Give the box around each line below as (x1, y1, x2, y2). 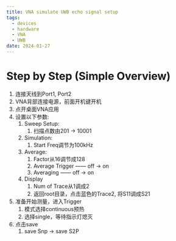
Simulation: (24, 134, 53, 141)
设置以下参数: (15, 113, 49, 120)
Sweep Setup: (24, 120, 60, 127)
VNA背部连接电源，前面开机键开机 (15, 98, 102, 105)
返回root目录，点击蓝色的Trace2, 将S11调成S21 (33, 190, 150, 197)
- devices (12, 20, 37, 26)
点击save (15, 220, 38, 228)
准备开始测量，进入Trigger (15, 198, 82, 205)
